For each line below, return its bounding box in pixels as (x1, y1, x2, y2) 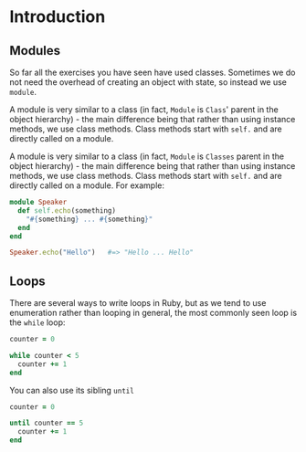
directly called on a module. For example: (9, 180, 164, 191)
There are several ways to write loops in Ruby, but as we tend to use (9, 298, 267, 309)
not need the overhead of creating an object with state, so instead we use (9, 77, 288, 88)
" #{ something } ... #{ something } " (26, 215, 153, 224)
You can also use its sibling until (9, 384, 134, 395)
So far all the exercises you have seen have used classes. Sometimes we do (9, 67, 296, 78)
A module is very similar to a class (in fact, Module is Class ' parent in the (9, 104, 279, 115)
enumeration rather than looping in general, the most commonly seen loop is (9, 308, 298, 319)
